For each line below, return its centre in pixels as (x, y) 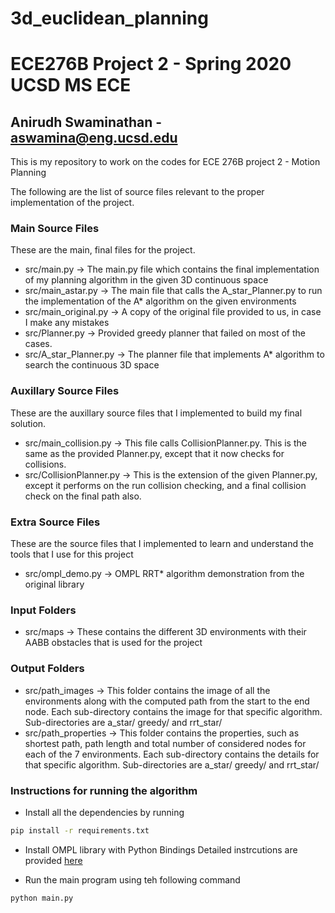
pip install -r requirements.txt (80, 830)
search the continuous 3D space (92, 365)
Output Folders (47, 669)
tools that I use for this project (72, 554)
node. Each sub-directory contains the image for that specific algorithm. (173, 711)
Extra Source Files (55, 522)
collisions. (45, 464)
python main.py (42, 898)
